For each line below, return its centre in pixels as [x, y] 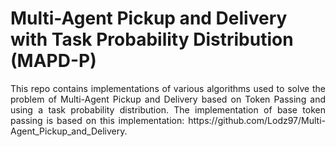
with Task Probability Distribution [152, 39]
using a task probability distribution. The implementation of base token [168, 109]
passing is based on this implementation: [97, 120]
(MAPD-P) [53, 61]
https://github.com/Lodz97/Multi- [257, 120]
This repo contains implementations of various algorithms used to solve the [168, 88]
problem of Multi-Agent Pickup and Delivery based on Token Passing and [168, 99]
